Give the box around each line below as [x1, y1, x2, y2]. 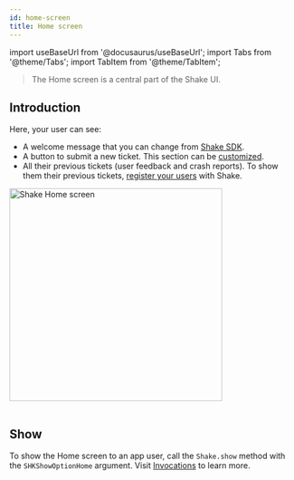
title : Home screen [9, 22, 83, 31]
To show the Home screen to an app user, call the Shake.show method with [9, 450, 286, 462]
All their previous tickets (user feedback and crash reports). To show [22, 160, 279, 172]
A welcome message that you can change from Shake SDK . [22, 141, 245, 152]
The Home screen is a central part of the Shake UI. [31, 73, 222, 84]
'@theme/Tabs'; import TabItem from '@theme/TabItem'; [9, 56, 221, 67]
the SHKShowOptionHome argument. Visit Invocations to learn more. [9, 460, 251, 471]
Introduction [9, 100, 81, 115]
